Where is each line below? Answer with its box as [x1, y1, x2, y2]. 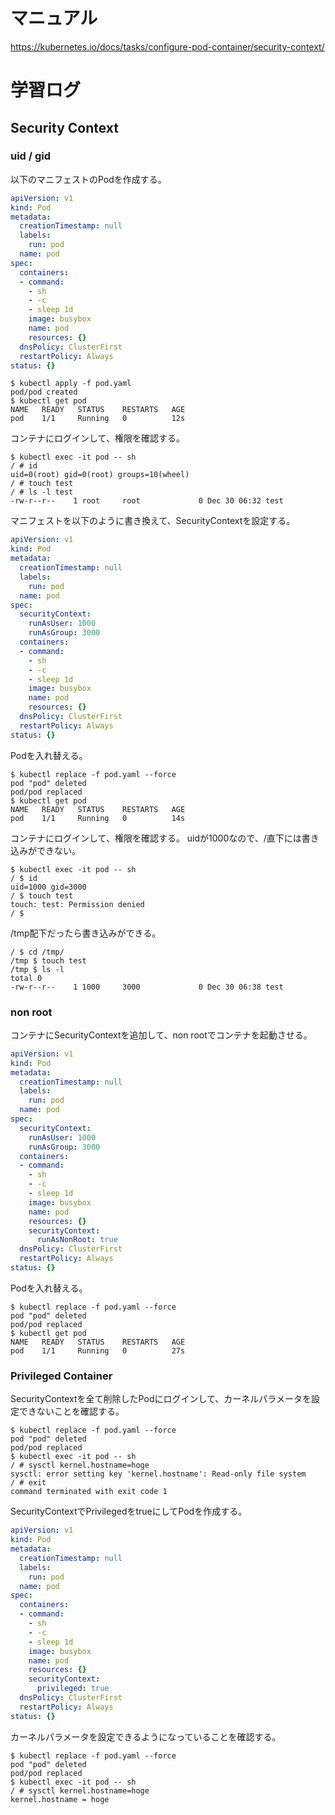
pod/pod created [10, 387, 78, 398]
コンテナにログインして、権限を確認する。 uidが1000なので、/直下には [10, 832, 302, 844]
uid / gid [10, 149, 52, 163]
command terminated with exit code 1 [10, 1487, 168, 1497]
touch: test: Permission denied [10, 899, 145, 909]
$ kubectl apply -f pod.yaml [10, 379, 132, 389]
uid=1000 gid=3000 [10, 882, 87, 892]
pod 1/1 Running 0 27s [10, 1345, 186, 1356]
